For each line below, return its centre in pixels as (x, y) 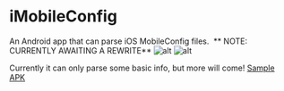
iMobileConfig (64, 17)
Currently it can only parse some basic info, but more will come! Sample (142, 68)
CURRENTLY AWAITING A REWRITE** (81, 50)
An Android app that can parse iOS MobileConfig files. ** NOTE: (129, 41)
